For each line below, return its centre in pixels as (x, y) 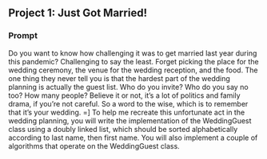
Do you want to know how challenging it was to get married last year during (133, 53)
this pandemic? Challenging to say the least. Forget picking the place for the (133, 61)
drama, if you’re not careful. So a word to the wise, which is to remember (128, 103)
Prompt (23, 36)
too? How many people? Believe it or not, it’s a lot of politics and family (125, 95)
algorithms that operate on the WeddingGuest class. (94, 145)
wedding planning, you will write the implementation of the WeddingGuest (130, 120)
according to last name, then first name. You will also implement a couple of (133, 138)
